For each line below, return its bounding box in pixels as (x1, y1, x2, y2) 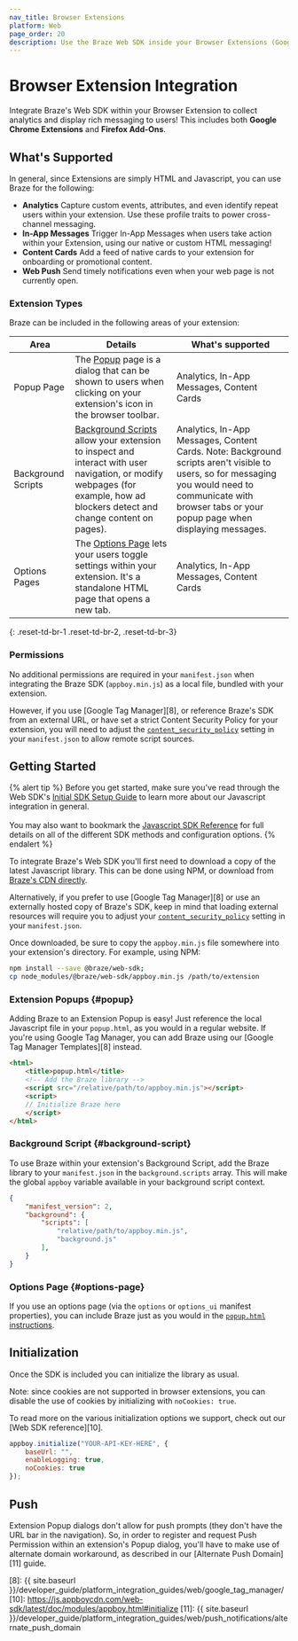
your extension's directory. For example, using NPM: (9, 947, 201, 957)
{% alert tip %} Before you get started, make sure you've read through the (9, 782, 280, 793)
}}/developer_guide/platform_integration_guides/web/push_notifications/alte (9, 1613, 288, 1623)
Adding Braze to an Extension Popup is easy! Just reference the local (9, 1013, 263, 1024)
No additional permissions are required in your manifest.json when (9, 668, 255, 679)
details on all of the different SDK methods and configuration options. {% (9, 830, 276, 840)
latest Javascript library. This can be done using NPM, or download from (9, 865, 274, 876)
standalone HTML (74, 582, 149, 594)
